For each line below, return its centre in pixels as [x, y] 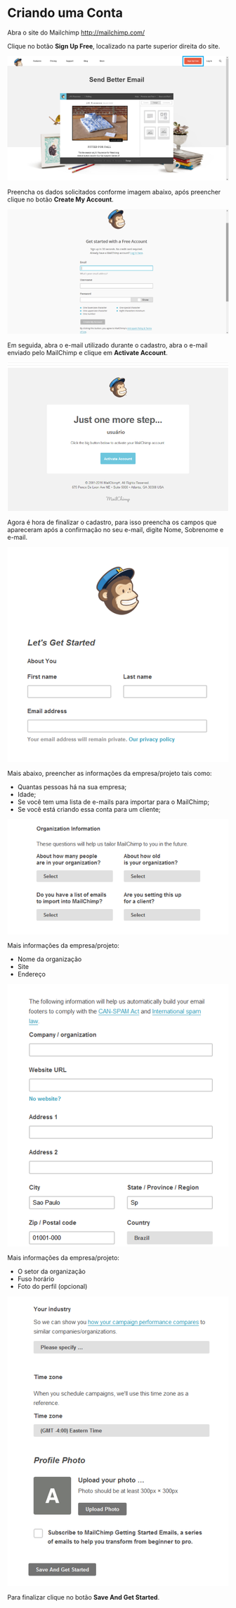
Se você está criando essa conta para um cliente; [89, 810]
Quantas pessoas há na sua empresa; [72, 787]
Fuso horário [36, 1279]
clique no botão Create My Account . [60, 199]
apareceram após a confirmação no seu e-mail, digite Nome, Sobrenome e [116, 529]
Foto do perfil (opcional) [52, 1287]
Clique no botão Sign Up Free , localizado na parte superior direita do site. [114, 46]
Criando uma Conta [65, 13]
